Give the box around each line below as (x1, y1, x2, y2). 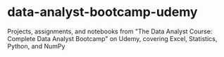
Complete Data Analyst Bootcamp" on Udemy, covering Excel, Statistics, (7, 34, 218, 42)
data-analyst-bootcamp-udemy (7, 4, 198, 20)
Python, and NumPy (7, 42, 66, 50)
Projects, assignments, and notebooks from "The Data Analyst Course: (7, 27, 213, 35)
